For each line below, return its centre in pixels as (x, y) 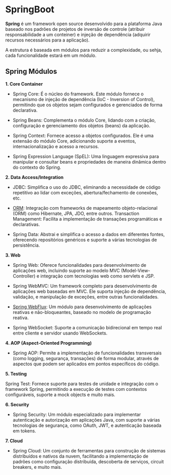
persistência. (26, 245)
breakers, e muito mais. (37, 467)
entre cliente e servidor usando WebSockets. (60, 333)
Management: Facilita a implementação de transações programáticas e (87, 219)
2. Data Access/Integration (34, 177)
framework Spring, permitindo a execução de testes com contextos (76, 389)
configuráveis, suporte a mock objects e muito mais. (60, 394)
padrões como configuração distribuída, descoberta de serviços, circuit (88, 461)
